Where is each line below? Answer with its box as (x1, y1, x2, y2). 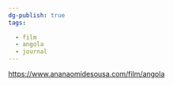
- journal (15, 48, 47, 56)
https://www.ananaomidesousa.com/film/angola (8, 70, 165, 78)
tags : (8, 19, 26, 27)
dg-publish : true (8, 11, 66, 20)
